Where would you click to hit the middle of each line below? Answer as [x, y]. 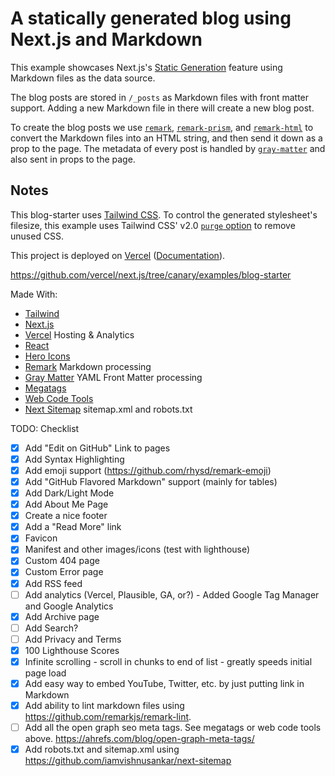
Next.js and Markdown [106, 39]
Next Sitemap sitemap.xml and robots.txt [108, 409]
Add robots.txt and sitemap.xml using [102, 749]
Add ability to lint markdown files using [104, 705]
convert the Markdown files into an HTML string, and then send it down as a [166, 138]
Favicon [41, 538]
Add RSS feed [53, 583]
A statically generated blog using [151, 18]
